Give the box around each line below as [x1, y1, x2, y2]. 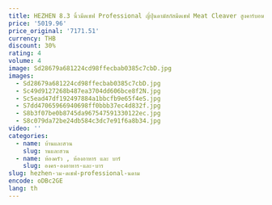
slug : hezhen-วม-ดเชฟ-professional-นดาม [8, 169, 140, 178]
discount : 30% [8, 42, 57, 50]
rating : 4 [8, 49, 42, 57]
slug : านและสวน [23, 147, 70, 155]
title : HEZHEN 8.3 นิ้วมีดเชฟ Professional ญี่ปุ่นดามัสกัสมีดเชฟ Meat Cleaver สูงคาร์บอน [8, 11, 265, 20]
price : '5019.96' [8, 19, 67, 27]
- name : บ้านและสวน [15, 139, 73, 148]
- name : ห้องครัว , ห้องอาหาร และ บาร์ [15, 154, 121, 162]
